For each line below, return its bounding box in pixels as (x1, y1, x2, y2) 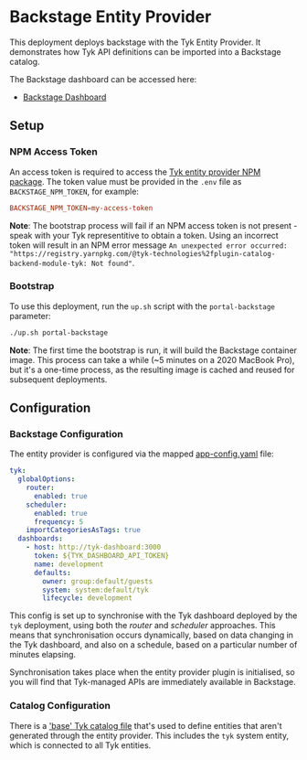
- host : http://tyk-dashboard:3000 (26, 542, 162, 552)
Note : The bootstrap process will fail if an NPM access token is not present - (9, 219, 298, 230)
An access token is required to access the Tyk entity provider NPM (9, 166, 261, 177)
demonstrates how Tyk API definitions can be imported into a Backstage (9, 46, 281, 57)
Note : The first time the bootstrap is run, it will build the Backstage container (9, 345, 298, 356)
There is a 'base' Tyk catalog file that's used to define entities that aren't (9, 720, 282, 731)
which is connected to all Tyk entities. (9, 739, 152, 751)
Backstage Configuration (9, 427, 123, 440)
